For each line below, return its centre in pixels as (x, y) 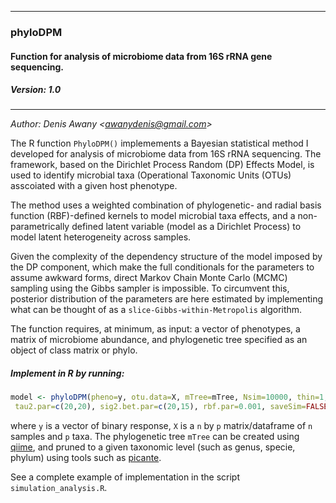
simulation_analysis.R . (59, 488)
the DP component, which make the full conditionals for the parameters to (162, 267)
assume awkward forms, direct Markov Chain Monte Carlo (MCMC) (149, 278)
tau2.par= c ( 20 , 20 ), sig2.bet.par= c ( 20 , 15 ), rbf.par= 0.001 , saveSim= (160, 407)
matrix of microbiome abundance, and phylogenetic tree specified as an (159, 340)
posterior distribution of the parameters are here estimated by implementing (167, 299)
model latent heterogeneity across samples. (101, 237)
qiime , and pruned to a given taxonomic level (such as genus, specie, (153, 447)
